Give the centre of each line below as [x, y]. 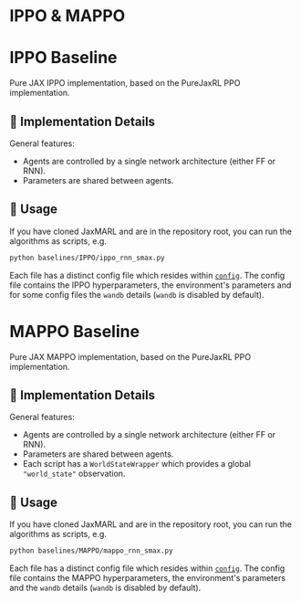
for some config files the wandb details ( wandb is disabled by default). [137, 294]
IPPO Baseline [63, 58]
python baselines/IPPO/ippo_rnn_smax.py [88, 258]
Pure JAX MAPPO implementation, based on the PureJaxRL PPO [130, 356]
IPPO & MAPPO [67, 16]
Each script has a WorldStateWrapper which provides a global [136, 464]
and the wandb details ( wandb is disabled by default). [105, 588]
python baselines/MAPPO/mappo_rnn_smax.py [91, 551]
